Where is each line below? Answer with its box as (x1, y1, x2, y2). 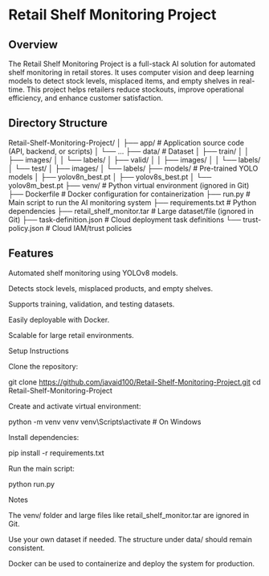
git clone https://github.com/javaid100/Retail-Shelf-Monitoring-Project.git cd (8, 376, 261, 387)
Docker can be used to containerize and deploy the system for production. (8, 558, 255, 568)
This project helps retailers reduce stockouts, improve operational (26, 84, 244, 94)
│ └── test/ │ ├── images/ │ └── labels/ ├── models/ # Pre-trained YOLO (8, 163, 259, 173)
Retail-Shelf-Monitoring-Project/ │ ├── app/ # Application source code (8, 138, 245, 147)
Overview (8, 38, 59, 51)
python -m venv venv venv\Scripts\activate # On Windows (8, 417, 202, 426)
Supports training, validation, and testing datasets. (8, 299, 175, 309)
